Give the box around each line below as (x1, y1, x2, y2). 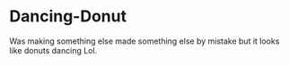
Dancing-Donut (9, 6, 127, 27)
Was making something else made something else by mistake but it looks (9, 36, 280, 46)
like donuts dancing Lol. (9, 45, 98, 55)
